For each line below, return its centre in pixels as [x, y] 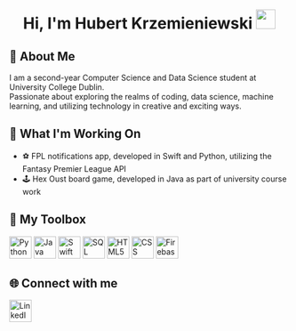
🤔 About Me [42, 57]
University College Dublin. [57, 87]
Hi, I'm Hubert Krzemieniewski [138, 24]
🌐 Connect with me [64, 283]
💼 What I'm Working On [75, 134]
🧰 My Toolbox [48, 219]
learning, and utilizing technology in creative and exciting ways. [125, 106]
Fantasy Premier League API [74, 168]
